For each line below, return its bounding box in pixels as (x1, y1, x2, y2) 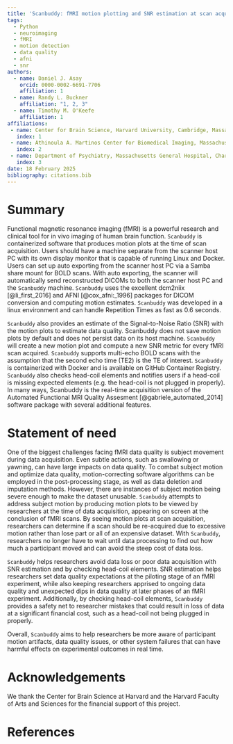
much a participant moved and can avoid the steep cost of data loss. (7, 544, 203, 553)
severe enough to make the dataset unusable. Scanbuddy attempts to (7, 492, 202, 501)
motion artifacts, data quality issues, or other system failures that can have (7, 638, 221, 646)
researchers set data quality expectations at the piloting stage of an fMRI (7, 572, 216, 581)
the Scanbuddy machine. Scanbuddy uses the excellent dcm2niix (7, 284, 185, 292)
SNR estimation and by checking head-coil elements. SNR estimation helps (7, 565, 222, 574)
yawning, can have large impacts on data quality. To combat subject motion (7, 463, 223, 471)
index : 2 (16, 146, 42, 153)
